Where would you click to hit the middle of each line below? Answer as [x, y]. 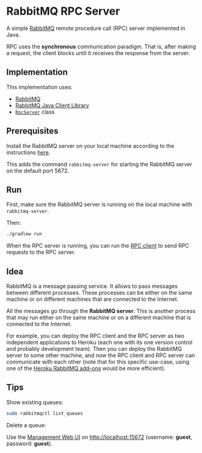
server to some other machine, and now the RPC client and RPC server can [101, 355]
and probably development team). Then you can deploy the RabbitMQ [94, 349]
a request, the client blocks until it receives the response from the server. [98, 53]
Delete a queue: [26, 425]
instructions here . [28, 152]
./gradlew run [24, 234]
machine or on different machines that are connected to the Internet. [92, 299]
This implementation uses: [39, 87]
